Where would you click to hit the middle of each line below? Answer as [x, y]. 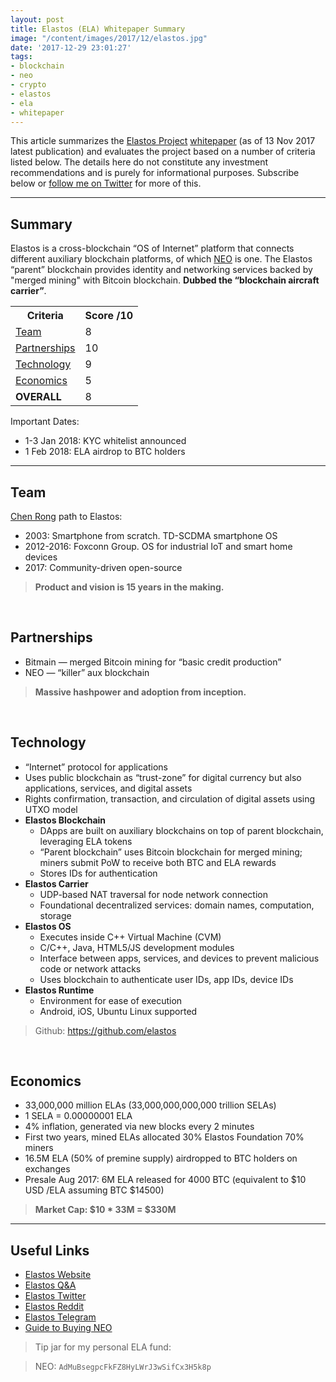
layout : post [37, 19]
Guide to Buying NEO [68, 1328]
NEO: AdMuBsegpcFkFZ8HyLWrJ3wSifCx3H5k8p [123, 1367]
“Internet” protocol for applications [96, 767]
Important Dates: [45, 422]
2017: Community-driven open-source [103, 567]
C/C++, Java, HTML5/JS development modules [137, 947]
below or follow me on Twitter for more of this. [106, 183]
